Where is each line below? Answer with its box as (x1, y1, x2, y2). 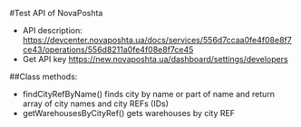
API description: (22, 25, 83, 35)
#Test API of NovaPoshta (9, 8, 103, 18)
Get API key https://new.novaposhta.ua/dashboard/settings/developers (22, 54, 288, 64)
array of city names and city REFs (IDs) (22, 98, 170, 109)
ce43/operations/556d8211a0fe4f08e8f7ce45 (22, 44, 194, 55)
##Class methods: (9, 71, 78, 82)
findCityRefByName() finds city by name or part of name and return (22, 89, 275, 99)
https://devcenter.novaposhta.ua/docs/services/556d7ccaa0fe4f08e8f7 (22, 35, 292, 45)
